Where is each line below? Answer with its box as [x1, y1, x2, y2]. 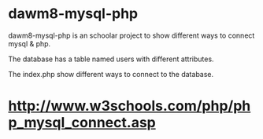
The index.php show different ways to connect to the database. [8, 69, 214, 79]
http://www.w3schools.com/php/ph [8, 97, 251, 115]
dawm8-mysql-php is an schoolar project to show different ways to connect [8, 31, 255, 40]
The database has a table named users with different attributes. [8, 54, 214, 64]
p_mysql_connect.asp [8, 114, 156, 132]
